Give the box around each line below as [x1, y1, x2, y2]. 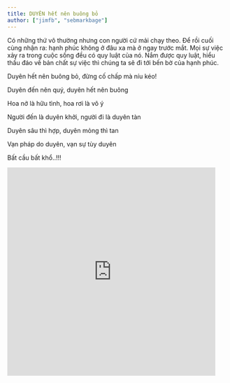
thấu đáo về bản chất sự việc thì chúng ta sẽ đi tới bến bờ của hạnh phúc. [7, 58, 219, 67]
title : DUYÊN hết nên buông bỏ [7, 10, 99, 18]
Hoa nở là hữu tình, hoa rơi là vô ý [7, 99, 104, 107]
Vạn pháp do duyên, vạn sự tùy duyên [7, 139, 117, 148]
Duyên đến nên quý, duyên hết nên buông [7, 85, 129, 94]
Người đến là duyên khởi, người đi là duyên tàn [7, 113, 141, 121]
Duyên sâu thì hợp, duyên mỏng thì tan [7, 126, 119, 134]
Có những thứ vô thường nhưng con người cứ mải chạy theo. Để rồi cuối [7, 36, 214, 44]
